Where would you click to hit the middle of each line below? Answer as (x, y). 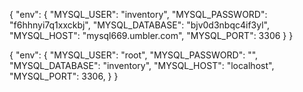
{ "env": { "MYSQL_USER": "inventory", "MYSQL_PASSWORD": (138, 14)
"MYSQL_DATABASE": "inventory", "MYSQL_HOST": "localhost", (142, 65)
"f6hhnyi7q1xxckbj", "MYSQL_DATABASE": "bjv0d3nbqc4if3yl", (139, 25)
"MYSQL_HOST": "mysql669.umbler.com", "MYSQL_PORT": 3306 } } (151, 35)
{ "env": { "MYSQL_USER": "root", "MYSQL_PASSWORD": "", (134, 55)
